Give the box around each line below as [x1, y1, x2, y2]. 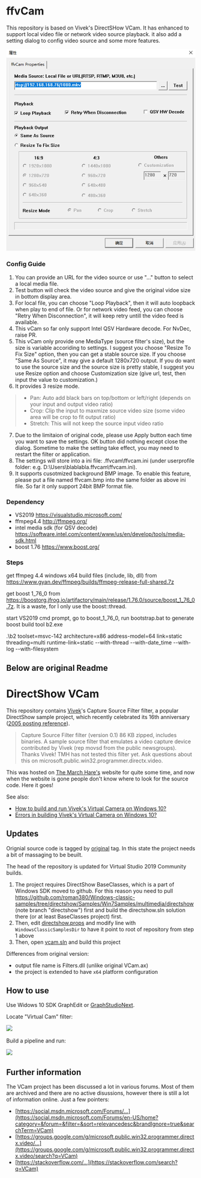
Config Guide [6, 260, 46, 269]
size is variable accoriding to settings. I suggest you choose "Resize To [14, 344, 191, 351]
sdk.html [14, 537, 37, 544]
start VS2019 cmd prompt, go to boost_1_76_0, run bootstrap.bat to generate [6, 614, 194, 622]
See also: [6, 793, 29, 800]
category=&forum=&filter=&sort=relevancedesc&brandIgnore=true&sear [14, 1120, 195, 1127]
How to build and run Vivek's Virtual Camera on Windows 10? [14, 805, 167, 812]
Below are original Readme [6, 662, 108, 673]
